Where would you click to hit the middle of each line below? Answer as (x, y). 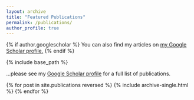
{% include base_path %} (37, 62)
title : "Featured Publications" (46, 17)
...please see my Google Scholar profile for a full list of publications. (88, 74)
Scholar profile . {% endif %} (40, 51)
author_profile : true (33, 28)
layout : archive (26, 11)
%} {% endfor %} (27, 91)
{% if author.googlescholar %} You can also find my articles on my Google (96, 45)
